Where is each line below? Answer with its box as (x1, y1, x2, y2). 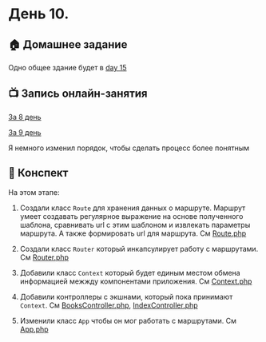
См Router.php (19, 253, 69, 262)
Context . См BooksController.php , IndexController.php (19, 300, 198, 310)
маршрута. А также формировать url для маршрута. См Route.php (19, 229, 247, 238)
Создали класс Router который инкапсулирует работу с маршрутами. (19, 244, 259, 253)
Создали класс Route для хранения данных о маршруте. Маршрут (19, 203, 246, 213)
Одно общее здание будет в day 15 (8, 63, 127, 72)
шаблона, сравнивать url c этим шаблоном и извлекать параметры (19, 220, 251, 229)
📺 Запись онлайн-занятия (8, 87, 148, 101)
